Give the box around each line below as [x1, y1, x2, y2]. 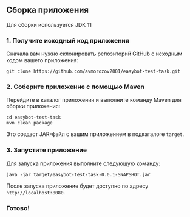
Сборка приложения [6, 5, 89, 15]
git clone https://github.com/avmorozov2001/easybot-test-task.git [6, 68, 181, 75]
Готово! [6, 204, 30, 212]
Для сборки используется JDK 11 [6, 21, 92, 28]
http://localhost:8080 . [6, 188, 66, 196]
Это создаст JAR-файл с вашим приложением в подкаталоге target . [6, 130, 185, 138]
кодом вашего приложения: [6, 57, 79, 64]
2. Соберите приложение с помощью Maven [6, 82, 144, 91]
